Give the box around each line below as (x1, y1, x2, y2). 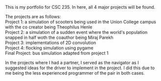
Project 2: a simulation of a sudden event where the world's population (5, 29, 148, 35)
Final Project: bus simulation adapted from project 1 (5, 50, 109, 56)
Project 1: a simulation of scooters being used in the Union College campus (5, 19, 157, 25)
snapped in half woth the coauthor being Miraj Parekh (5, 34, 114, 40)
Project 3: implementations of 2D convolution (5, 40, 96, 46)
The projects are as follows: (5, 14, 61, 19)
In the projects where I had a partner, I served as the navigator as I (5, 60, 139, 65)
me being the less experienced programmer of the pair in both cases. (5, 70, 145, 76)
